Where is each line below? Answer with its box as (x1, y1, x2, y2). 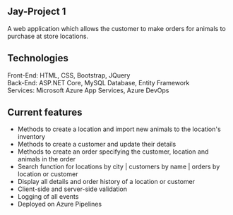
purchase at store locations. (7, 32, 89, 40)
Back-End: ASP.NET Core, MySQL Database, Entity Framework (7, 78, 190, 87)
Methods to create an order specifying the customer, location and (17, 147, 209, 156)
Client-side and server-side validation (17, 185, 127, 193)
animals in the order (17, 155, 76, 164)
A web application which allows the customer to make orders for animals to (7, 24, 226, 32)
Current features (7, 106, 83, 118)
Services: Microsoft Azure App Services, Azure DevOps (7, 86, 169, 94)
